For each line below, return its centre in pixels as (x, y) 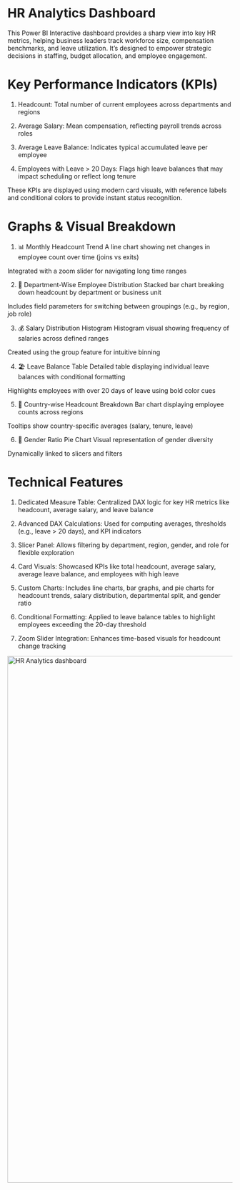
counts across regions (50, 411)
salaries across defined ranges (63, 338)
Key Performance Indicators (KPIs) (112, 85)
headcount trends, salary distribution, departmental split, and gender (119, 595)
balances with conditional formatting (71, 376)
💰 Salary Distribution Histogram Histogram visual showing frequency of (124, 328)
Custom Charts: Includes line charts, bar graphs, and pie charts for (116, 588)
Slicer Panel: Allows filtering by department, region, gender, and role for (123, 545)
